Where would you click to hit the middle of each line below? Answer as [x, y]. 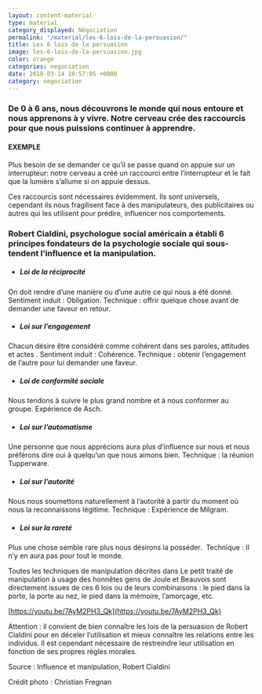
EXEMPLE [24, 147]
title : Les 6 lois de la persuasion [68, 45]
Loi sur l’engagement [55, 326]
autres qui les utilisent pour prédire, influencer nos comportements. [117, 213]
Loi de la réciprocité [53, 272]
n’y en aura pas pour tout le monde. [66, 556]
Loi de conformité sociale [62, 381]
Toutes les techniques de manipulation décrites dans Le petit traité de [121, 571]
